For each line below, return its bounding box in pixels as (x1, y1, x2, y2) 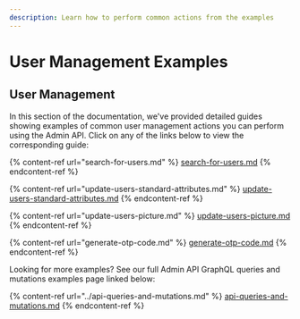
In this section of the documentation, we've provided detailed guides (9, 111, 262, 122)
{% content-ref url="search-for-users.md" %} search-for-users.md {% (9, 156, 271, 167)
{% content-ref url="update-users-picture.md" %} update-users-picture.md (9, 210, 291, 221)
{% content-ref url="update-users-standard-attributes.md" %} (9, 183, 241, 194)
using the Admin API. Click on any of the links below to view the (9, 130, 244, 140)
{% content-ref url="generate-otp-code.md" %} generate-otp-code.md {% (9, 237, 287, 248)
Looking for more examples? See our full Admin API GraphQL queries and (9, 264, 280, 274)
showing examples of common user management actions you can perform (9, 120, 285, 130)
